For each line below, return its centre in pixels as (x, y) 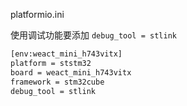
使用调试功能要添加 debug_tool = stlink (93, 35)
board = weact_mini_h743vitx (71, 72)
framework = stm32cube (57, 82)
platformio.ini (37, 14)
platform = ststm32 (51, 63)
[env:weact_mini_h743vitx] (66, 54)
